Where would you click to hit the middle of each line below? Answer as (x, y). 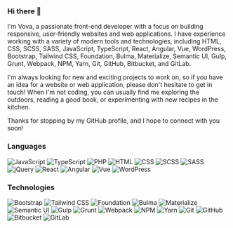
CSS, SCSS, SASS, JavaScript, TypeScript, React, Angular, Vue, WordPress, (116, 49)
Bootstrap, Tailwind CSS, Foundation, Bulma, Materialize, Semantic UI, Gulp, (117, 56)
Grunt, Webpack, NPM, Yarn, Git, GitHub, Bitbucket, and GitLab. (99, 64)
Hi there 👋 (25, 11)
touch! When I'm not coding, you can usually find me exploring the (104, 92)
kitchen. (19, 107)
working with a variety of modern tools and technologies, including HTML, (114, 41)
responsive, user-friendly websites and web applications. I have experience (116, 34)
